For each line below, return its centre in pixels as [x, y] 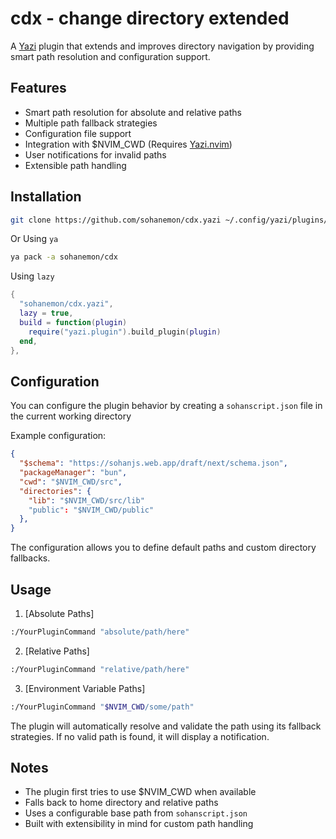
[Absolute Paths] [59, 613]
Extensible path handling [75, 165]
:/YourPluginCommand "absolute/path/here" [100, 632]
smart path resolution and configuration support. [110, 56]
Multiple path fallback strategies [91, 123]
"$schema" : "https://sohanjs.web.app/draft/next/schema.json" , [153, 463]
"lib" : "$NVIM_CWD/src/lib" [86, 500]
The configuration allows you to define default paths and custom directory [163, 548]
